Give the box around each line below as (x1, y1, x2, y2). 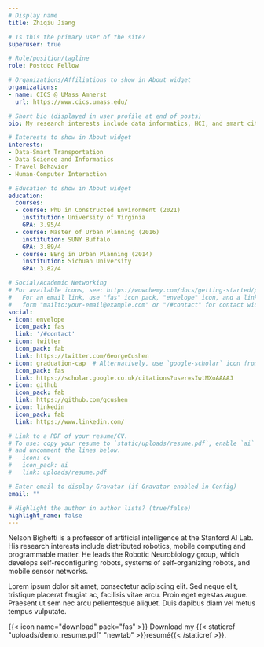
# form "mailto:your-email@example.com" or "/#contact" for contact (8, 300, 244, 309)
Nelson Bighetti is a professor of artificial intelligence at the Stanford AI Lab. (8, 533, 254, 542)
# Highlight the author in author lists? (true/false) (8, 504, 192, 512)
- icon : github (8, 381, 58, 389)
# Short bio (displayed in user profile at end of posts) (8, 112, 202, 120)
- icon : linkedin (8, 403, 65, 411)
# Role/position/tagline (8, 54, 90, 63)
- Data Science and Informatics (8, 156, 114, 164)
